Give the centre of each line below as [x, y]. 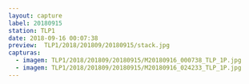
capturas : [25, 53]
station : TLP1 [32, 30]
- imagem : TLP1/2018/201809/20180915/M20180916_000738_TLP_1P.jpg [129, 61]
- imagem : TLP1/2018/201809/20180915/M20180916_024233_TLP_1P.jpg [129, 68]
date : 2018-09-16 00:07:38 [53, 38]
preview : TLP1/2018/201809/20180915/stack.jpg [89, 46]
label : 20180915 [35, 23]
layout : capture [35, 16]
